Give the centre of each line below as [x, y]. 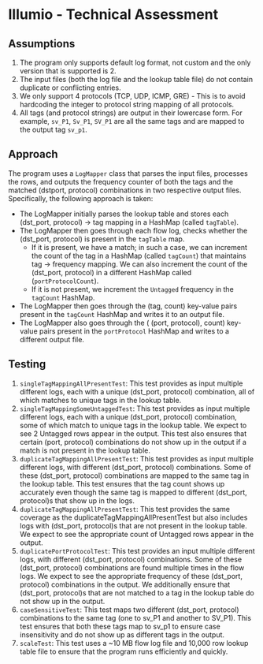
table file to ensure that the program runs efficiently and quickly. [124, 651]
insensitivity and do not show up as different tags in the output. [122, 634]
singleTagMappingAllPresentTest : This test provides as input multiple [131, 383]
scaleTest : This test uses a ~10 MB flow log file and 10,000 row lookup [134, 643]
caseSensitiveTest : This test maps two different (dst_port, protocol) [129, 610]
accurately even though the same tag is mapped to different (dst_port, [133, 492]
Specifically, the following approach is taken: [81, 198]
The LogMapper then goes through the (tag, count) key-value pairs [128, 306]
